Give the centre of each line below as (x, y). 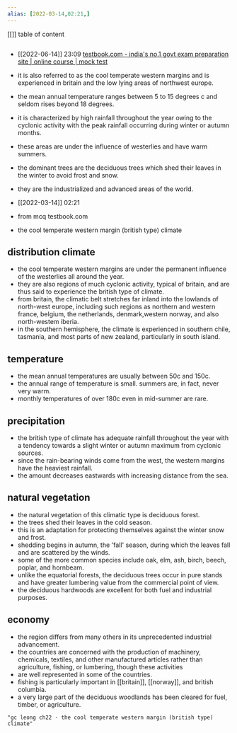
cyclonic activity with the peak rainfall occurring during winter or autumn (123, 125)
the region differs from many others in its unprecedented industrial (115, 637)
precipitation (36, 421)
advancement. (39, 644)
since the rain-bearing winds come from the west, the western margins (121, 461)
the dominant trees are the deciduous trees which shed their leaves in (119, 168)
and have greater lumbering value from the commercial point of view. (118, 582)
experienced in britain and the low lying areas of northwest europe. (115, 83)
